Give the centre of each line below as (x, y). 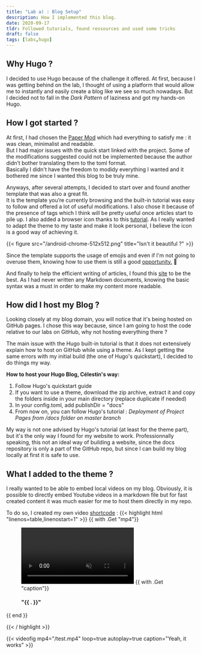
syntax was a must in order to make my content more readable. (84, 286)
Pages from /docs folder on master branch (68, 418)
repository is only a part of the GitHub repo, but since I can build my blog (96, 449)
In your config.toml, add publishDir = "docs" (69, 405)
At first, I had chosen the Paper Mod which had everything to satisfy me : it (99, 137)
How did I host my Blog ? (53, 305)
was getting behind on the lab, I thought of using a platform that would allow (100, 85)
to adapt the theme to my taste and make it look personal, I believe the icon (99, 225)
